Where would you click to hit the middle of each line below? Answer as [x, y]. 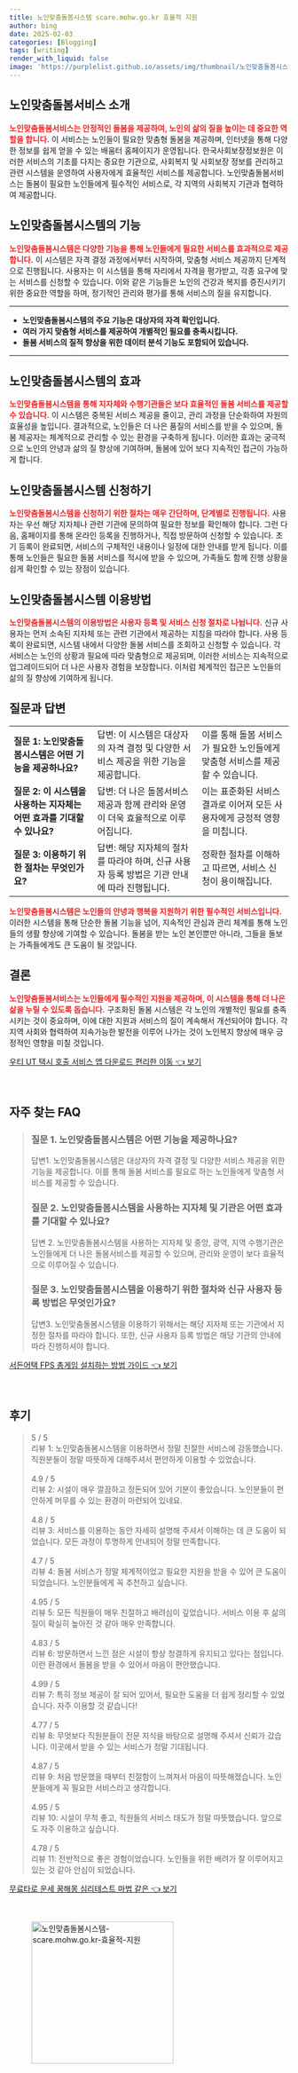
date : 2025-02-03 [41, 34]
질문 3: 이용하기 [45, 855]
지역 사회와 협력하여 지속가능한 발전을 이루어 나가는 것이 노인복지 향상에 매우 [142, 1031]
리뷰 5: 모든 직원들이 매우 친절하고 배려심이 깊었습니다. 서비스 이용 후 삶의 [158, 1612]
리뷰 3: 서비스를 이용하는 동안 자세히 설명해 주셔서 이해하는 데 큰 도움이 [154, 1530]
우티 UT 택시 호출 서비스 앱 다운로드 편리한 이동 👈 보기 [106, 1061]
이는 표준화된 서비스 [241, 791]
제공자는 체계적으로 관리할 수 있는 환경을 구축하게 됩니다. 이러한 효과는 [140, 437]
